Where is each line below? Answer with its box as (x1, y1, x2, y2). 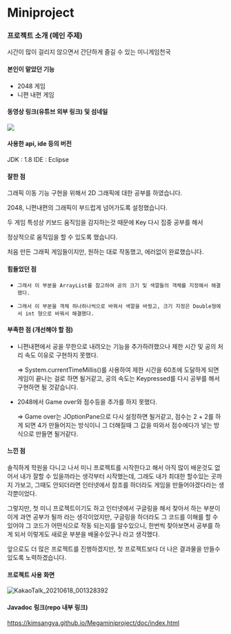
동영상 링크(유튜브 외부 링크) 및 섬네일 (7, 107, 108, 116)
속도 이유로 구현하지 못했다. (24, 351, 99, 359)
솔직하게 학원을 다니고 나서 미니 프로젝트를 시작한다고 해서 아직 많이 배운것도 (7, 463, 214, 471)
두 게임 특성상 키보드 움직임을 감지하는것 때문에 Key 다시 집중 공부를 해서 (7, 218, 203, 226)
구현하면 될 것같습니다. (17, 383, 79, 391)
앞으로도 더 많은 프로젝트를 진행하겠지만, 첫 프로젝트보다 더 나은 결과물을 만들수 (7, 545, 221, 553)
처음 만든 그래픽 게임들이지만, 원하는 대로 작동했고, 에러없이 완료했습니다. (7, 248, 204, 256)
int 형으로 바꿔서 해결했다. (25, 310, 94, 317)
